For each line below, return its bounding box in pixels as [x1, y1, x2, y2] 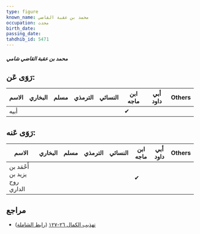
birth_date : [6, 25, 36, 32]
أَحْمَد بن [9, 163, 29, 171]
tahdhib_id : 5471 [6, 36, 49, 42]
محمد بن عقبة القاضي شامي [6, 55, 68, 62]
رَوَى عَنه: [6, 127, 36, 138]
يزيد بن [9, 170, 27, 179]
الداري [9, 185, 26, 194]
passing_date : [6, 31, 42, 37]
